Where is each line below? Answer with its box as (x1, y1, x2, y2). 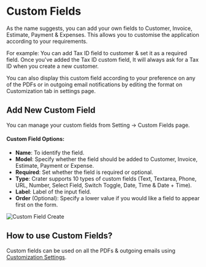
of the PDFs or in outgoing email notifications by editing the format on (6, 81, 183, 88)
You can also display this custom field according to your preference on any (6, 74, 196, 81)
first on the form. (15, 201, 58, 208)
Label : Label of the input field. (15, 188, 91, 195)
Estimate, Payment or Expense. (15, 162, 94, 169)
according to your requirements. (6, 37, 88, 45)
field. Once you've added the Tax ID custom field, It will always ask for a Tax (6, 56, 199, 63)
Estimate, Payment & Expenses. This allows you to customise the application (6, 31, 199, 38)
